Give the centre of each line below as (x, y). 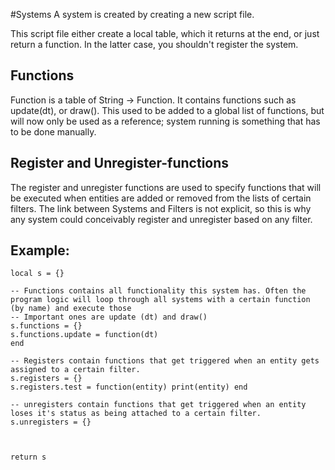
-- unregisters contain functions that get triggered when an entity (158, 405)
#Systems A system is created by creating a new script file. (132, 14)
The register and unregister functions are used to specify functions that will (166, 187)
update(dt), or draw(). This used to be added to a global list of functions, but (167, 110)
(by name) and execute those (71, 309)
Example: (40, 250)
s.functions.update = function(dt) (84, 335)
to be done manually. (53, 131)
